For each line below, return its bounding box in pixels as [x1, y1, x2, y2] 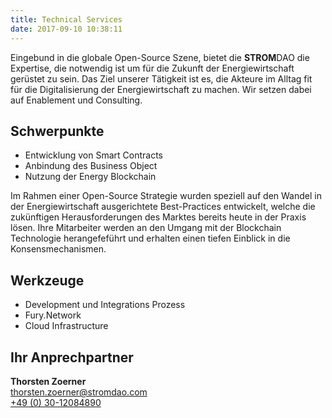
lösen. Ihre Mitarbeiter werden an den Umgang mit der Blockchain [10, 222, 282, 234]
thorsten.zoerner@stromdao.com [10, 386, 148, 398]
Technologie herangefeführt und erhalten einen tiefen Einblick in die [10, 232, 291, 245]
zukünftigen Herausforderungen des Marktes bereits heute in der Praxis [10, 211, 307, 223]
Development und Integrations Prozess [24, 299, 186, 311]
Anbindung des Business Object [24, 160, 158, 172]
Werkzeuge [10, 272, 85, 289]
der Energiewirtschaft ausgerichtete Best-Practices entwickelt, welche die [10, 201, 316, 213]
